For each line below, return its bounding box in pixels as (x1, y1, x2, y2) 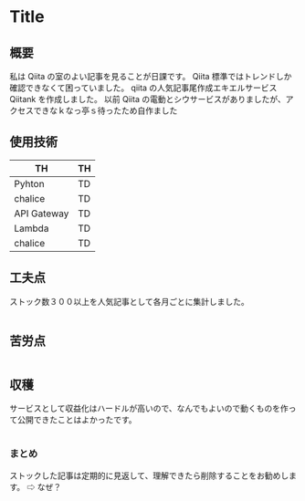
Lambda (14, 222, 49, 235)
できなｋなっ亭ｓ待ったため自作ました (33, 105, 178, 116)
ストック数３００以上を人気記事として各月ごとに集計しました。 (9, 296, 249, 307)
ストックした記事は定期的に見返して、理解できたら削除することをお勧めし (9, 470, 289, 481)
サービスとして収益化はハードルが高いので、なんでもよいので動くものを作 (9, 403, 289, 414)
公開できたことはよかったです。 (16, 414, 137, 425)
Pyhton (14, 177, 45, 190)
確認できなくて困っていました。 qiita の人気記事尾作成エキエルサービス (9, 82, 278, 93)
